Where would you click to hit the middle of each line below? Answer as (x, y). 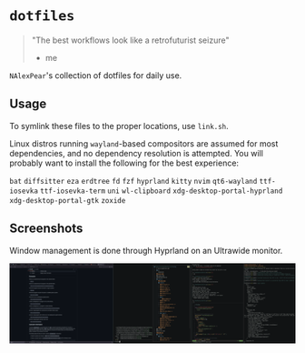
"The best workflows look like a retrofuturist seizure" (130, 40)
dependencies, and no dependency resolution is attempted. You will (136, 153)
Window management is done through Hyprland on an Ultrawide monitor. (146, 250)
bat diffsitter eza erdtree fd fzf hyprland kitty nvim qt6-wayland (133, 181)
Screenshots (46, 229)
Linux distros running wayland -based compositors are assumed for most (144, 143)
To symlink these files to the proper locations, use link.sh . (119, 126)
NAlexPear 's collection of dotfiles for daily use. (96, 75)
